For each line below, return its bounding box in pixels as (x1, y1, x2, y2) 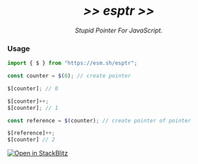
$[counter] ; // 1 (7, 104, 59, 111)
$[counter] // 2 (7, 137, 55, 144)
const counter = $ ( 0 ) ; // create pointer (7, 72, 132, 80)
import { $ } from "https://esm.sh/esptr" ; (7, 60, 138, 67)
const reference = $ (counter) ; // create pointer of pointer (7, 117, 192, 124)
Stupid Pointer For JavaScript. (75, 26, 163, 34)
